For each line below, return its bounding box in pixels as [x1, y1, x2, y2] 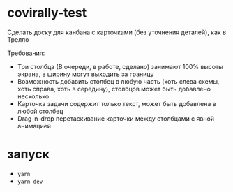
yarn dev [17, 178, 43, 185]
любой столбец [17, 107, 64, 115]
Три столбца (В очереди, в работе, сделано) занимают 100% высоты [17, 62, 223, 71]
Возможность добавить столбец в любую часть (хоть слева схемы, [17, 77, 220, 85]
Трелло [7, 35, 29, 43]
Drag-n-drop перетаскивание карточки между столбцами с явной [17, 114, 215, 123]
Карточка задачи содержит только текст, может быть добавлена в [17, 99, 216, 108]
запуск [7, 147, 50, 162]
